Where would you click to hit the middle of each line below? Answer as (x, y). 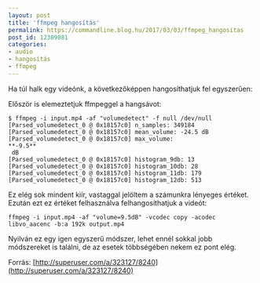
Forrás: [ (22, 262)
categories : (27, 45)
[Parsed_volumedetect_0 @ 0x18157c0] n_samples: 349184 (101, 125)
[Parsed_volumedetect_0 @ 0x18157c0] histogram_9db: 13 (101, 159)
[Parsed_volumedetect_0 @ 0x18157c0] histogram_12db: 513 (105, 180)
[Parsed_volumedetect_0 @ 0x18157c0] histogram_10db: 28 (103, 166)
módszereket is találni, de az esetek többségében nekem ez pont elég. (123, 247)
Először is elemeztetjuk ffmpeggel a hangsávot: (85, 103)
